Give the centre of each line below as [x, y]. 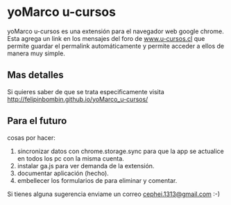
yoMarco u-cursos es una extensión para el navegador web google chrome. [115, 31]
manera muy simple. [36, 53]
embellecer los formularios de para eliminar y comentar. [97, 180]
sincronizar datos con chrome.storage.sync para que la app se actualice [120, 151]
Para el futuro [37, 121]
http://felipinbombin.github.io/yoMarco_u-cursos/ [78, 99]
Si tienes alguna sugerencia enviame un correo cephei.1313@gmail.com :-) [114, 194]
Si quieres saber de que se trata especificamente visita [86, 91]
